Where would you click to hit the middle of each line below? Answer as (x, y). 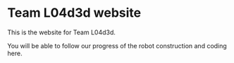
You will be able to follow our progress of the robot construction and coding (117, 45)
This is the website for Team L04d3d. (62, 32)
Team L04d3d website (74, 13)
